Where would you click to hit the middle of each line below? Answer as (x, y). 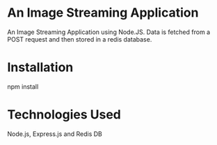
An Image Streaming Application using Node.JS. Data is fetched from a (109, 32)
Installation (40, 68)
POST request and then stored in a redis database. (80, 39)
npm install (23, 86)
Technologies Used (64, 115)
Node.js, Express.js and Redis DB (55, 134)
